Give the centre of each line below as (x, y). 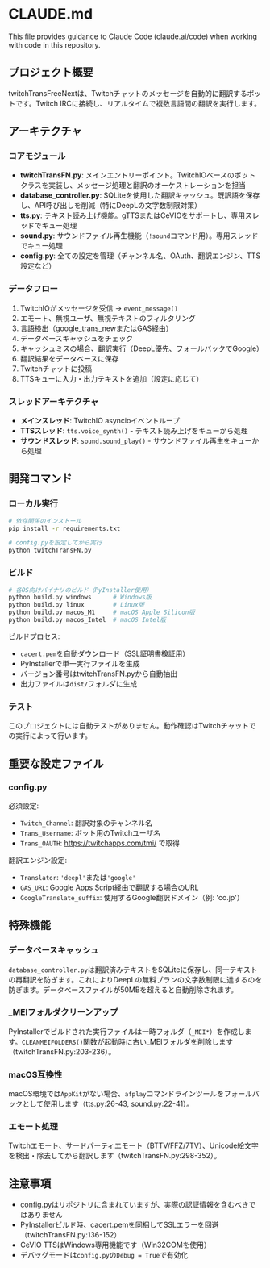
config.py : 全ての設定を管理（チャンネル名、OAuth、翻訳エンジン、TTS (140, 256)
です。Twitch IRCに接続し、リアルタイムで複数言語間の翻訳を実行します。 (138, 103)
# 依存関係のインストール (45, 521)
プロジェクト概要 (51, 72)
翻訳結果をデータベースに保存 (69, 358)
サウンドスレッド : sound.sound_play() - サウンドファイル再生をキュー (136, 441)
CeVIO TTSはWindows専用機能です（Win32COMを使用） (115, 1245)
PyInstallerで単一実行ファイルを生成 (80, 663)
